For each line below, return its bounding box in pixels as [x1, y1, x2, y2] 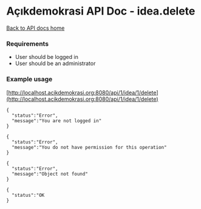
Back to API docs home [6, 24, 65, 32]
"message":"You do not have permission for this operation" [12, 144, 167, 150]
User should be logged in [15, 53, 79, 61]
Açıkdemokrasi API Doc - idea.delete [6, 4, 196, 18]
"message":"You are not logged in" [12, 117, 102, 124]
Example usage [6, 75, 53, 83]
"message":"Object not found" [12, 171, 88, 177]
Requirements [6, 39, 49, 48]
